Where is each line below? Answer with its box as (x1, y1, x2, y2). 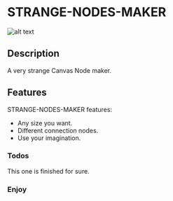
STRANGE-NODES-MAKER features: (7, 105, 113, 113)
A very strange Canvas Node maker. (7, 66, 112, 74)
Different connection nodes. (17, 126, 99, 134)
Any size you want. (17, 118, 73, 127)
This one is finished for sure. (7, 167, 90, 175)
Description (7, 48, 60, 60)
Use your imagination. (17, 134, 81, 142)
